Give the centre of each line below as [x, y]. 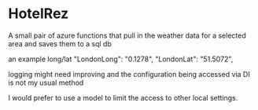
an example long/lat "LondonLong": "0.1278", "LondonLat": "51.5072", [121, 59]
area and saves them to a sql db [60, 43]
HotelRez [39, 14]
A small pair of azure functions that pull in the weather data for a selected [127, 35]
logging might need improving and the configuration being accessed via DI [129, 74]
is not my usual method [46, 82]
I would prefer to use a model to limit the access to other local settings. [123, 97]
